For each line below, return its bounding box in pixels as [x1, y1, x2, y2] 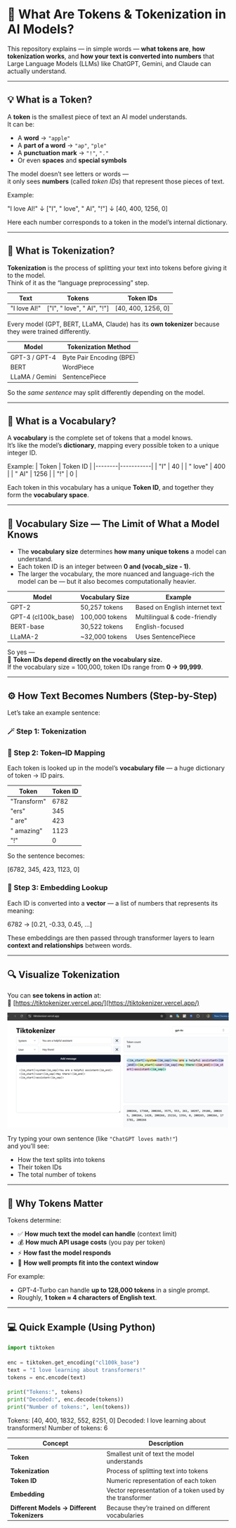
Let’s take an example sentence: [7, 709, 100, 717]
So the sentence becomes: [7, 851, 86, 860]
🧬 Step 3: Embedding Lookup [7, 883, 108, 893]
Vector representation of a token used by [106, 1486, 225, 1495]
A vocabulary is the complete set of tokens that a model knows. [7, 433, 193, 442]
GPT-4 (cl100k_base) [10, 613, 75, 621]
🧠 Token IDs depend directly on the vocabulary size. [7, 655, 163, 664]
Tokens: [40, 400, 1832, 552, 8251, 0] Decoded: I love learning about [7, 1416, 206, 1425]
